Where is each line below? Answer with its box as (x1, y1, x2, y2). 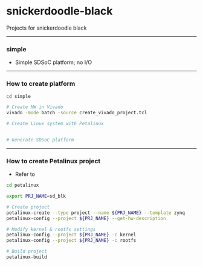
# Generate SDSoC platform (6, 137, 74, 143)
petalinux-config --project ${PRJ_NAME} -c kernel (6, 232, 137, 238)
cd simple (6, 93, 31, 99)
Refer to (14, 170, 35, 178)
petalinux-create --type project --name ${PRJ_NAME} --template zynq (6, 210, 185, 216)
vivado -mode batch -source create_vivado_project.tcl (6, 110, 147, 116)
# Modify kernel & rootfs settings (6, 226, 96, 232)
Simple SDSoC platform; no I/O (14, 59, 92, 66)
